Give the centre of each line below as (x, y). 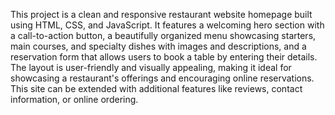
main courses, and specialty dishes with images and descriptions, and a (158, 46)
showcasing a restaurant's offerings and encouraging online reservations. (162, 78)
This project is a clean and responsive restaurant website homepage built (161, 14)
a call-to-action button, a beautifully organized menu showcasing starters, (163, 35)
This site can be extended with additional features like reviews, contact (156, 88)
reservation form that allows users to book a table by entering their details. (164, 57)
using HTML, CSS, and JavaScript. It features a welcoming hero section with (167, 25)
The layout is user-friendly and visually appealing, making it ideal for (151, 67)
